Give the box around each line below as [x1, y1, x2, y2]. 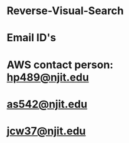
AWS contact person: [6, 58, 114, 71]
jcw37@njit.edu [6, 124, 86, 138]
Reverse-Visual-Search [6, 4, 124, 18]
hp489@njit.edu [6, 71, 89, 84]
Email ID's [6, 31, 57, 45]
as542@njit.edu [6, 97, 88, 111]
